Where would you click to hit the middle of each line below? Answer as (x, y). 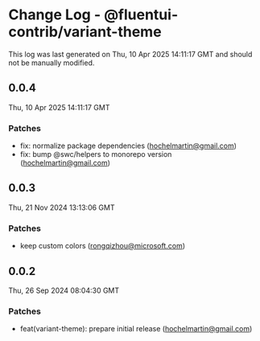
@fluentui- (141, 15)
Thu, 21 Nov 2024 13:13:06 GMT (62, 207)
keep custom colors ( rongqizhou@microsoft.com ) (103, 246)
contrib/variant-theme (85, 32)
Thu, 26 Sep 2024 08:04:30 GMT (64, 290)
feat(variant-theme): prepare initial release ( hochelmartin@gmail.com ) (136, 329)
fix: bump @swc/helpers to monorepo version (96, 154)
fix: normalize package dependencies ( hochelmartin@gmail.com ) (128, 146)
